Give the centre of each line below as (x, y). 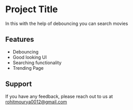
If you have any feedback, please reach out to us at (59, 96)
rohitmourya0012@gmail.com (36, 102)
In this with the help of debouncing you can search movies (67, 23)
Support (19, 84)
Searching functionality (37, 63)
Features (20, 39)
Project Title (32, 9)
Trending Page (28, 68)
